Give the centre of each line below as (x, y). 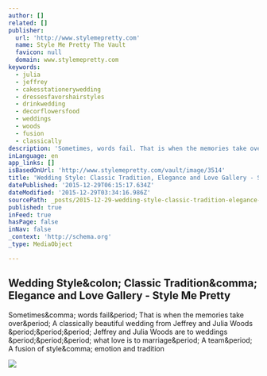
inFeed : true (30, 215)
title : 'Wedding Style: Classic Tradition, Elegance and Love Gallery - (131, 178)
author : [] (26, 15)
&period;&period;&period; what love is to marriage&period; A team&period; (130, 340)
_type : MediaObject (41, 244)
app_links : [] (32, 163)
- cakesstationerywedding (58, 89)
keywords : (25, 67)
